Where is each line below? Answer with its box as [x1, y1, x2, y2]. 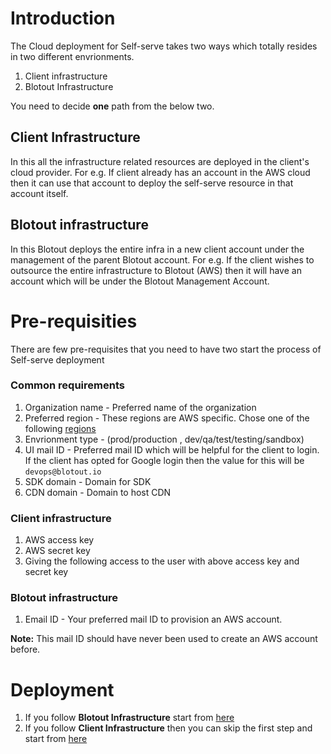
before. [10, 643, 41, 656]
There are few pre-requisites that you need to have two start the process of [10, 343, 322, 355]
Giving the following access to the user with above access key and [24, 555, 300, 567]
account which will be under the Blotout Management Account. [10, 275, 270, 287]
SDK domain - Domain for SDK [24, 475, 152, 487]
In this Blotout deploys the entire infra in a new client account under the [10, 243, 305, 255]
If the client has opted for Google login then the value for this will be [24, 454, 305, 466]
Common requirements [10, 378, 125, 392]
